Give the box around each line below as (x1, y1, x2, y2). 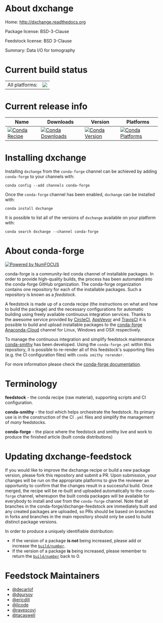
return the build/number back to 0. (12, 553, 81, 559)
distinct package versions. (5, 519, 58, 525)
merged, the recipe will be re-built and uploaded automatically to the (5, 488, 142, 494)
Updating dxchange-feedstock (5, 451, 132, 462)
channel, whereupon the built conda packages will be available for (16, 493, 149, 499)
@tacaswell (12, 612, 35, 618)
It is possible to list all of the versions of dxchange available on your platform (5, 215, 156, 220)
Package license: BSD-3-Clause (5, 28, 69, 34)
